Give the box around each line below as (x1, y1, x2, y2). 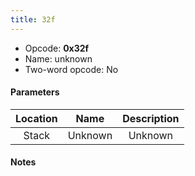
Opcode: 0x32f (24, 42, 90, 54)
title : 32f (10, 14, 56, 25)
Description (122, 111, 180, 125)
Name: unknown (24, 52, 93, 65)
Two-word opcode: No (24, 63, 119, 75)
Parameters (10, 86, 60, 98)
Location (15, 111, 58, 125)
